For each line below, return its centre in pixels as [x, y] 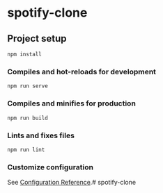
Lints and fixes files [41, 135]
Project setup [37, 39]
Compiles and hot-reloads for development [82, 72]
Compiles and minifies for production [71, 103]
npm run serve [28, 86]
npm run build [28, 118]
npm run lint [26, 150]
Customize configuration [51, 167]
